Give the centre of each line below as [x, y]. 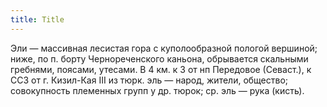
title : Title [37, 19]
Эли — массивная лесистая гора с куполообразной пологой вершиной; [164, 48]
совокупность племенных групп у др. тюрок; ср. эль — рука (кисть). [157, 90]
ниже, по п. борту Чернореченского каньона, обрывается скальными [159, 58]
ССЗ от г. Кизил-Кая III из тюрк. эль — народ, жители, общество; [149, 80]
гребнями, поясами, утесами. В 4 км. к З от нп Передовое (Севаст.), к [161, 69]
